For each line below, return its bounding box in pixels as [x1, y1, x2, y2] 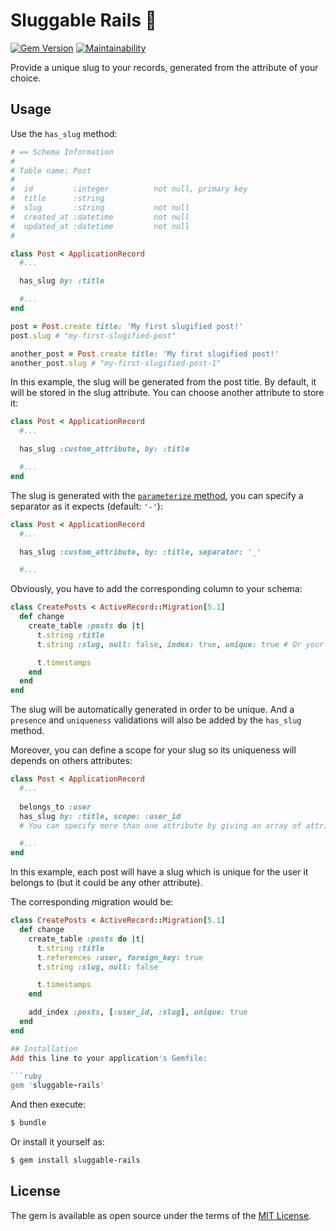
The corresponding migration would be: [10, 896, 174, 908]
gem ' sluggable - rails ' [10, 1080, 105, 1091]
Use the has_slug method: [10, 127, 118, 139]
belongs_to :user [19, 802, 92, 812]
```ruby [10, 1071, 43, 1081]
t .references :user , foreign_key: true [36, 952, 203, 963]
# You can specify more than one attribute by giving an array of [19, 820, 302, 831]
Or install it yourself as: [10, 1136, 105, 1148]
